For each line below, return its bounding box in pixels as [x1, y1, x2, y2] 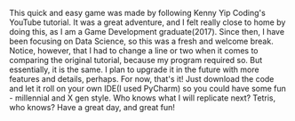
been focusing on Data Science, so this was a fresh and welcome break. [9, 36, 274, 46]
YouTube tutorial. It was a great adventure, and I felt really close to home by [9, 17, 286, 28]
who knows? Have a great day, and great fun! [9, 102, 176, 112]
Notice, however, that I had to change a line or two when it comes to [9, 45, 259, 56]
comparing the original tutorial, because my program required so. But [9, 55, 263, 65]
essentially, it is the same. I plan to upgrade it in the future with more [9, 64, 259, 75]
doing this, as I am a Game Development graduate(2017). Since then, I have [9, 27, 285, 36]
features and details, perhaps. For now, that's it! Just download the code [9, 74, 275, 84]
